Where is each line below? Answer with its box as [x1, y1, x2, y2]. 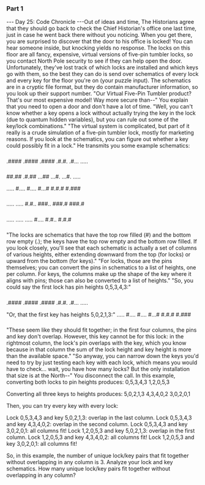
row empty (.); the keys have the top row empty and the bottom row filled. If [6, 238, 197, 245]
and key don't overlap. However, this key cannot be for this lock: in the [6, 332, 184, 340]
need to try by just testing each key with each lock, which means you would [6, 359, 198, 366]
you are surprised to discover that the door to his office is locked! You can [6, 38, 193, 45]
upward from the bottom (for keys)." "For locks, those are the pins [6, 258, 173, 265]
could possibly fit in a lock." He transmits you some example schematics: [6, 142, 190, 150]
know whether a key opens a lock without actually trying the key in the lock [6, 109, 196, 117]
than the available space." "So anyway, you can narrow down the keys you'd [6, 352, 199, 359]
